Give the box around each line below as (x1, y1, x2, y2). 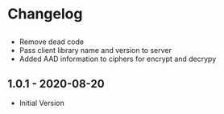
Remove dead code (19, 37, 85, 47)
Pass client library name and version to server (19, 45, 172, 55)
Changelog (7, 5, 83, 23)
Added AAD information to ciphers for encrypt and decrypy (19, 54, 217, 63)
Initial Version (19, 98, 65, 108)
